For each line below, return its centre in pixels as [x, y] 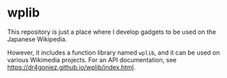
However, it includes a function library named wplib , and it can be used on [114, 52]
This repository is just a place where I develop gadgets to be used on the [112, 32]
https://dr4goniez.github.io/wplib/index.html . [71, 67]
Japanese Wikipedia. [37, 39]
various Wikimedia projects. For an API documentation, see [92, 59]
